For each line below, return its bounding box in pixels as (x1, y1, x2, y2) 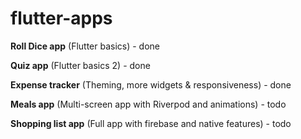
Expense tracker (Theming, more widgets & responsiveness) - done (10, 78, 292, 91)
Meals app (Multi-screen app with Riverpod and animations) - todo (10, 98, 287, 110)
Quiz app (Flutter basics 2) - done (10, 59, 151, 71)
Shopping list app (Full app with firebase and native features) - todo (10, 117, 292, 129)
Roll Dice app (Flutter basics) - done (10, 40, 161, 52)
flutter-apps (10, 7, 113, 30)
